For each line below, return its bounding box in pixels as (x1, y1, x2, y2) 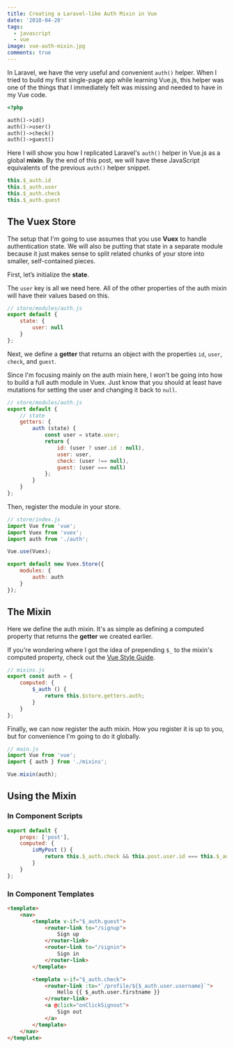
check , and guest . (7, 357, 57, 365)
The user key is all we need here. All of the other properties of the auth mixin (7, 283, 227, 292)
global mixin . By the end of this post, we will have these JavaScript (7, 156, 200, 165)
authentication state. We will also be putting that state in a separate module (7, 242, 223, 250)
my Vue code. (7, 90, 47, 98)
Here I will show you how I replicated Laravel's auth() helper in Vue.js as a (7, 149, 221, 157)
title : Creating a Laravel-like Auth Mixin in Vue (7, 10, 157, 17)
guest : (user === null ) (56, 464, 127, 471)
